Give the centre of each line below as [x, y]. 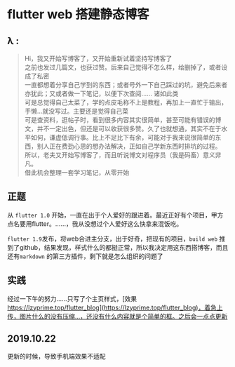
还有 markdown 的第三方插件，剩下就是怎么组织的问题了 [85, 256]
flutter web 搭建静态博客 [78, 14]
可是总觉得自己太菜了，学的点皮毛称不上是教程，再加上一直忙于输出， [126, 102]
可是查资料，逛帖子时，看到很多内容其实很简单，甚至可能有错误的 [120, 120]
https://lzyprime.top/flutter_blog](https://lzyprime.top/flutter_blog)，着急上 [115, 307]
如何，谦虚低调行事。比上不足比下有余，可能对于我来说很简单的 [123, 137]
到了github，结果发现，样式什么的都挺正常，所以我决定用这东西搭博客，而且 [118, 247]
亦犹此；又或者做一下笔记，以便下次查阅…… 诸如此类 [101, 93]
